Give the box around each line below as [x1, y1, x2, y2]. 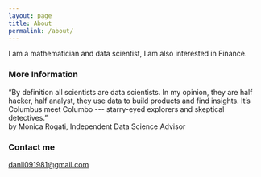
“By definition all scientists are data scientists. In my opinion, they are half [8, 87, 253, 97]
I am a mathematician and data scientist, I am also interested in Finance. [8, 49, 247, 59]
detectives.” [8, 113, 48, 122]
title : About [8, 19, 52, 27]
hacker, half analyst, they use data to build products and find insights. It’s [8, 96, 251, 105]
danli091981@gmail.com [8, 159, 89, 169]
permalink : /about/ [8, 27, 74, 35]
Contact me [8, 142, 56, 153]
